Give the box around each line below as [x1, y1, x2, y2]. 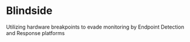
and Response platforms [6, 29, 65, 36]
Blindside [6, 4, 53, 17]
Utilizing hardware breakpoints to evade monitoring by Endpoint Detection [6, 23, 184, 30]
